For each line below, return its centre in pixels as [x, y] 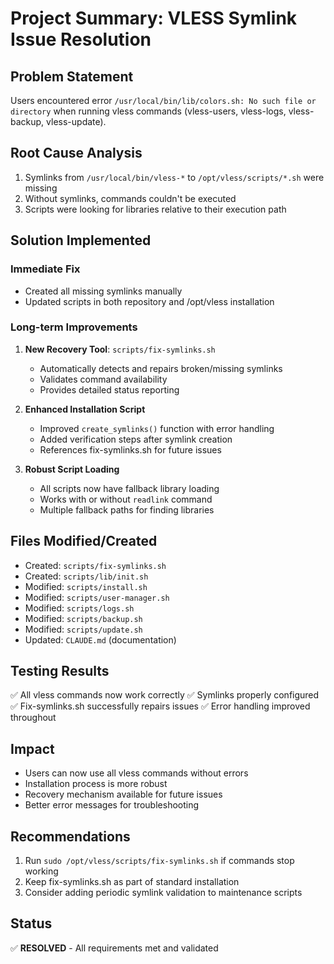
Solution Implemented [81, 240]
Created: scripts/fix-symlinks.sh [95, 565]
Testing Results [60, 671]
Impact [32, 748]
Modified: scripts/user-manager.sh [97, 597]
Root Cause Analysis [76, 153]
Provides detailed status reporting [109, 389]
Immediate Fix [45, 269]
